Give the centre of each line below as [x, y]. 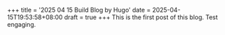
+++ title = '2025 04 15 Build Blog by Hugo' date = [79, 10]
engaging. [21, 24]
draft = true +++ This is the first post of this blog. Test [141, 17]
